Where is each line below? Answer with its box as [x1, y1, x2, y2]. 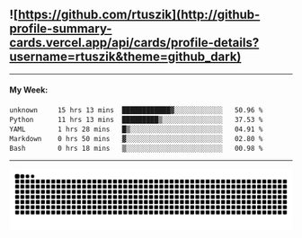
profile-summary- [9, 22, 112, 37]
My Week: [9, 84, 49, 95]
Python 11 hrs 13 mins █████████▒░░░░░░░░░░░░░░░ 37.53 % [9, 115, 263, 124]
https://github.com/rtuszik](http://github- [17, 7, 261, 22]
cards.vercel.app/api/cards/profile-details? [9, 35, 260, 50]
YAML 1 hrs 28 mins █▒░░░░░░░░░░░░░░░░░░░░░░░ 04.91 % [9, 125, 263, 134]
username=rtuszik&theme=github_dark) [9, 49, 242, 65]
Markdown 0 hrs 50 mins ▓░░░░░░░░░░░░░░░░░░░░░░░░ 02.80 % [9, 134, 263, 143]
